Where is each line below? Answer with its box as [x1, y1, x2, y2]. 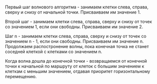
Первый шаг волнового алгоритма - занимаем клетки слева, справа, [5, 4, 149, 10]
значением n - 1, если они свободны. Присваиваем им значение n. [5, 38, 144, 44]
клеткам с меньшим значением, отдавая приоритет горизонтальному [5, 68, 150, 74]
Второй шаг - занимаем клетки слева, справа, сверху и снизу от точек [5, 19, 152, 24]
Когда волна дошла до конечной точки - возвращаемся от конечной [5, 58, 147, 64]
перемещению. [5, 74, 37, 79]
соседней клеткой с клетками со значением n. [5, 49, 103, 54]
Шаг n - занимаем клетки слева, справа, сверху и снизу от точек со [5, 34, 147, 39]
